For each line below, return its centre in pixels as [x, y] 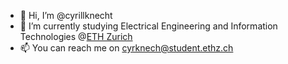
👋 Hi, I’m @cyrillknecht [66, 15]
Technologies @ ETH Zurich [76, 36]
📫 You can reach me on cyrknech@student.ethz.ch [126, 48]
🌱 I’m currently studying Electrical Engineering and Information [148, 26]
